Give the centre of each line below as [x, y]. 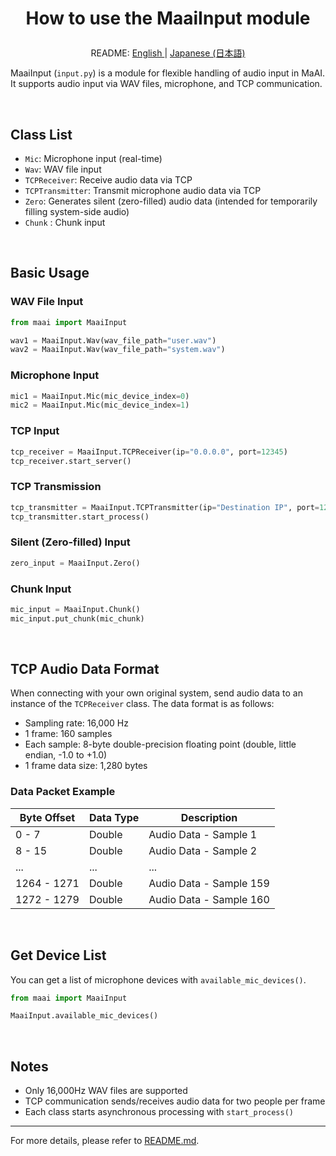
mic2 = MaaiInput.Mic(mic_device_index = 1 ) [100, 405]
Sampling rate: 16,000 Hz [76, 723]
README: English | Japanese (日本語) [168, 53]
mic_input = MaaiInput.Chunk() [75, 609]
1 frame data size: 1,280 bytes [86, 766]
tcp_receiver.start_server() [71, 461]
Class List [41, 134]
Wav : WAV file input [63, 169]
